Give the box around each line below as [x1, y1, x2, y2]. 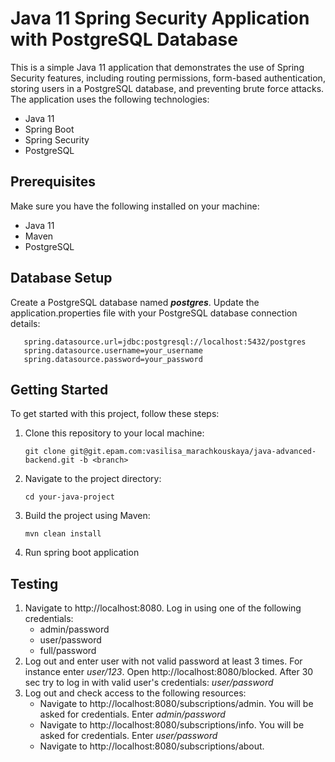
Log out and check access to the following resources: [24, 687, 247, 699]
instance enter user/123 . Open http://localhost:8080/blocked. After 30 [24, 666, 314, 678]
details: [10, 317, 41, 329]
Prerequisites [10, 173, 96, 191]
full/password [39, 645, 97, 657]
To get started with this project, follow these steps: [10, 408, 220, 420]
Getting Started [10, 381, 109, 398]
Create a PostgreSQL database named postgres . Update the [10, 296, 260, 308]
